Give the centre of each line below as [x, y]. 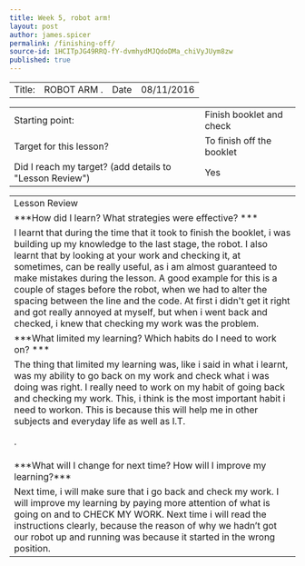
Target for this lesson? [61, 146]
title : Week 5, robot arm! [60, 18]
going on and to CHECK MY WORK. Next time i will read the [140, 514]
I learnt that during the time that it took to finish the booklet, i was [152, 233]
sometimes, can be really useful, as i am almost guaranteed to [146, 267]
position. [33, 548]
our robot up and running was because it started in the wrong [144, 537]
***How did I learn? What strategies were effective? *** [136, 218]
